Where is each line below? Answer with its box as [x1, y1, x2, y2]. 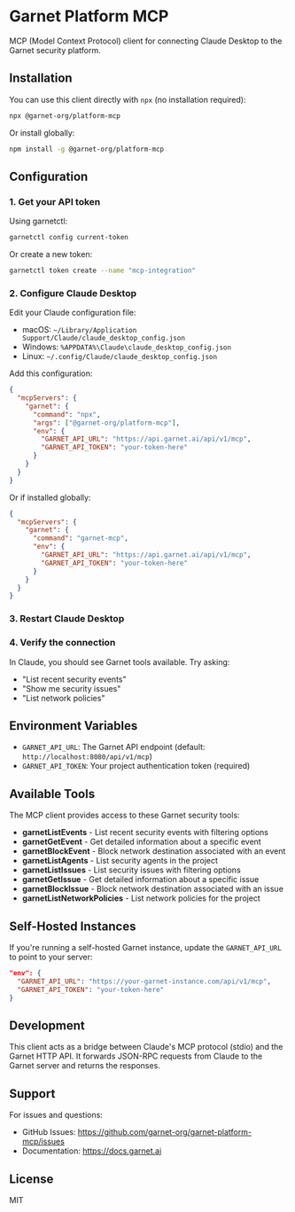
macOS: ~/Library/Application [21, 325, 137, 335]
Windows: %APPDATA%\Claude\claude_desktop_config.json [21, 341, 232, 352]
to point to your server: [9, 951, 93, 963]
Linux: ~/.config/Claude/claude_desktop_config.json [21, 351, 218, 362]
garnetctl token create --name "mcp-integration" [9, 266, 197, 276]
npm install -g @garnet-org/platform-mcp [9, 145, 165, 153]
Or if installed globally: [9, 492, 91, 503]
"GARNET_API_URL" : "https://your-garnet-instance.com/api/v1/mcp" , [17, 977, 272, 986]
